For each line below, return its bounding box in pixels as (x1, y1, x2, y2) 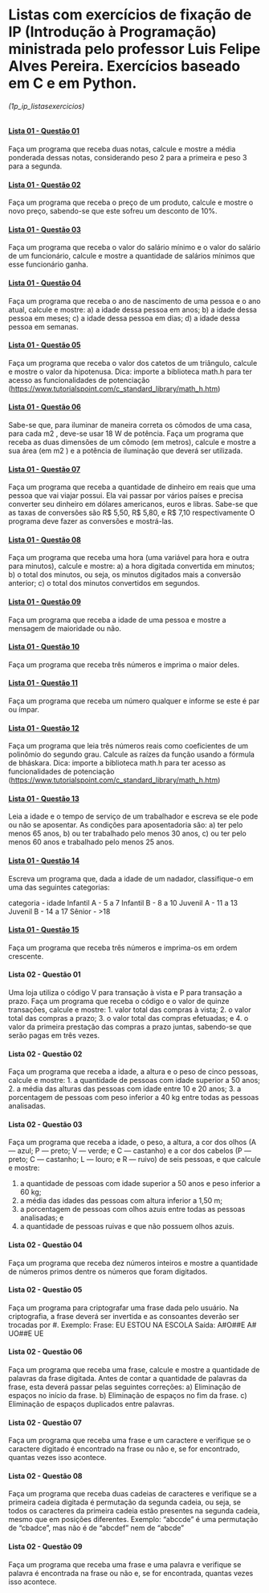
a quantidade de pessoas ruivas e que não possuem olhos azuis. (19, 1222, 234, 1231)
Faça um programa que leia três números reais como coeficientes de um (8, 741, 249, 751)
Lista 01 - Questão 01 (8, 127, 80, 136)
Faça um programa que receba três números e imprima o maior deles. (8, 659, 239, 670)
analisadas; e (19, 1213, 64, 1222)
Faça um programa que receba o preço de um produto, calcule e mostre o (8, 197, 254, 207)
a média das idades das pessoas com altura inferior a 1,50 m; (19, 1196, 223, 1205)
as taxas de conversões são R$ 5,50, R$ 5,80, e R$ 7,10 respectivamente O (8, 508, 255, 517)
